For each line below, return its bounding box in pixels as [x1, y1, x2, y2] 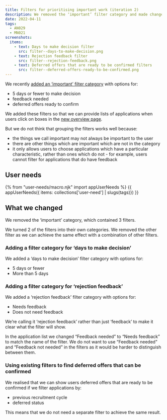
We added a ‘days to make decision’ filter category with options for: [5, 255, 144, 261]
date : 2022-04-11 [5, 16, 41, 21]
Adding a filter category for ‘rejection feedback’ [5, 283, 123, 290]
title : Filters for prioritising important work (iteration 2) [5, 7, 139, 12]
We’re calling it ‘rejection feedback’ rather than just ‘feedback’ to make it [5, 319, 154, 325]
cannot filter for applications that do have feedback [12, 157, 118, 162]
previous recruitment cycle [12, 394, 68, 400]
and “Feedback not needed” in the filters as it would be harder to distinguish [5, 344, 162, 350]
